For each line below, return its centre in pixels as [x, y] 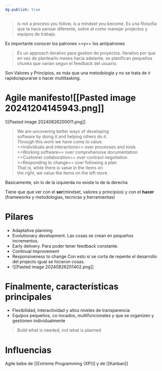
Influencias [28, 350]
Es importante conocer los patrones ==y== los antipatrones [65, 43]
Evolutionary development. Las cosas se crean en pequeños [73, 235]
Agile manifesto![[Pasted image [71, 98]
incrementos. [25, 241]
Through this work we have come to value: [60, 141]
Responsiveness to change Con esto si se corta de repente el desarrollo [84, 256]
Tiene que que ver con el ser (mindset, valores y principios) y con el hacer [80, 192]
